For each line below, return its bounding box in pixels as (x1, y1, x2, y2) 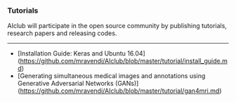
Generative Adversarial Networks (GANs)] (17, 79, 139, 88)
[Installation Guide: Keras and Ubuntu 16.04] (17, 49, 145, 58)
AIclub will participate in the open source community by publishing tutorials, (7, 22, 227, 30)
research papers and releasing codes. (7, 29, 117, 37)
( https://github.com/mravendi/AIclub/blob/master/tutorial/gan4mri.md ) (17, 87, 222, 95)
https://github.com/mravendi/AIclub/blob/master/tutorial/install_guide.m (20, 57, 228, 65)
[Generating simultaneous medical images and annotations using (17, 72, 206, 80)
